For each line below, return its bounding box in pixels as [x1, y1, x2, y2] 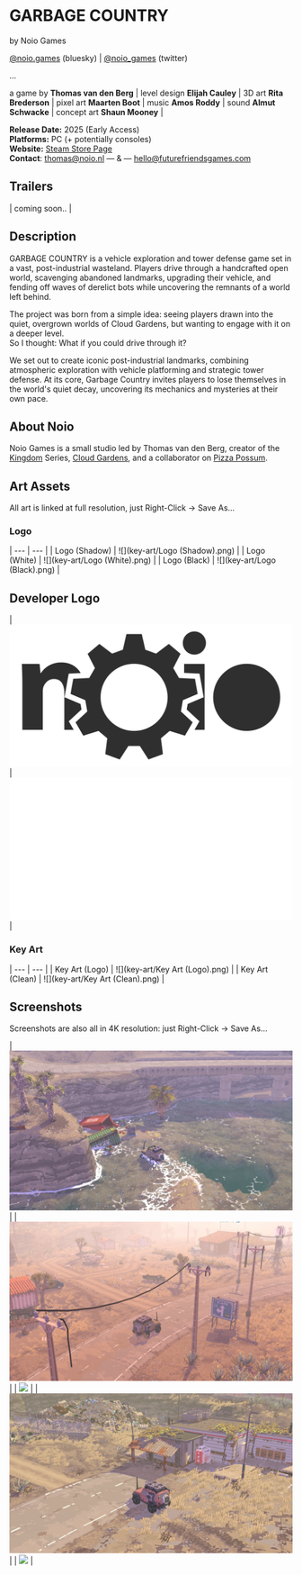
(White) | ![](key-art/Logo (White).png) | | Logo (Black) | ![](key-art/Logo [9, 555, 277, 566]
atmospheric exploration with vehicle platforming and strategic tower [9, 364, 264, 375]
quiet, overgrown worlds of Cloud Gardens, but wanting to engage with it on [9, 318, 290, 329]
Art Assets [9, 478, 71, 493]
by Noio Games [9, 35, 67, 46]
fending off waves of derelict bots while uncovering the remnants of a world [9, 281, 290, 293]
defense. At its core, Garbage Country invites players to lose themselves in [9, 374, 286, 385]
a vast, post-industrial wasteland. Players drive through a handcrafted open [9, 262, 289, 273]
